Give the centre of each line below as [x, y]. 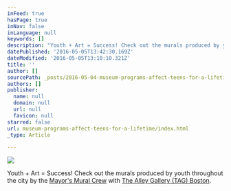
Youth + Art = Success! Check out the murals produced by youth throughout [115, 173]
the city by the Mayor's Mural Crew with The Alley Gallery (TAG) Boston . [109, 181]
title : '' [21, 65]
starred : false [29, 122]
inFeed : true [26, 13]
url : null [27, 109]
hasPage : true [27, 20]
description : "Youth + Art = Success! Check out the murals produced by [113, 45]
